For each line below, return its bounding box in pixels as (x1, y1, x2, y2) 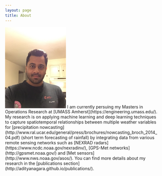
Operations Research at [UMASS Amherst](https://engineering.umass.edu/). (5, 109, 158, 115)
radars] (94, 140, 108, 146)
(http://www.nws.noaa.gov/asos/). (5, 156, 74, 161)
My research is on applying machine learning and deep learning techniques (5, 114, 157, 120)
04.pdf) (5, 135, 20, 141)
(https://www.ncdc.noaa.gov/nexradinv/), (5, 145, 88, 151)
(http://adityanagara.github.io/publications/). (5, 166, 94, 172)
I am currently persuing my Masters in (67, 104, 144, 109)
